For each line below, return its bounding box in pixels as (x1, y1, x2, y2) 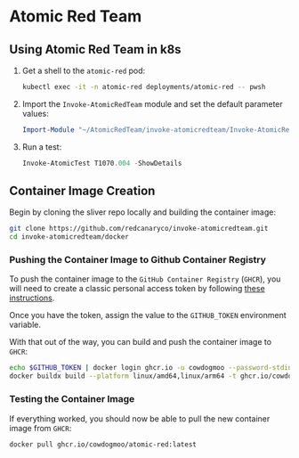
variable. (9, 319, 42, 331)
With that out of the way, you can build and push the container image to (9, 337, 272, 348)
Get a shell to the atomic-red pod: (21, 65, 146, 76)
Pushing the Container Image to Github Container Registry (9, 254, 267, 266)
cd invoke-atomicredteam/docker (9, 233, 129, 241)
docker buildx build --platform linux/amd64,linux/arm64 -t (9, 372, 238, 380)
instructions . (9, 292, 55, 304)
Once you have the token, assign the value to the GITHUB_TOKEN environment (9, 310, 287, 321)
